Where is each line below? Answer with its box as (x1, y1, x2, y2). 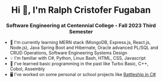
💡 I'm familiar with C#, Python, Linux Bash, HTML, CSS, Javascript (9, 55, 146, 61)
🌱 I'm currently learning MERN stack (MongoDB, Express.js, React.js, (9, 40, 151, 45)
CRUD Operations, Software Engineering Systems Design (9, 50, 128, 56)
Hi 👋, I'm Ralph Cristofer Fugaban (11, 4, 151, 16)
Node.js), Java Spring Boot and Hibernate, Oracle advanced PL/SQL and (9, 44, 159, 51)
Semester (69, 28, 93, 35)
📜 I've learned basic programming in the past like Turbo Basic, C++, (9, 61, 149, 67)
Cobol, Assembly (9, 66, 45, 72)
